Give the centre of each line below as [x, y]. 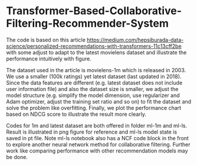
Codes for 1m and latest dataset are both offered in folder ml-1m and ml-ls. [97, 125]
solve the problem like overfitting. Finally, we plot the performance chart [94, 108]
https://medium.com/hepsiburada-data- [135, 40]
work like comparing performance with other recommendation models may [97, 151]
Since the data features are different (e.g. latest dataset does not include [94, 82]
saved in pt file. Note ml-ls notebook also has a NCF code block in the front [97, 138]
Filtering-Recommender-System [88, 23]
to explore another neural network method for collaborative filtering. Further [98, 144]
